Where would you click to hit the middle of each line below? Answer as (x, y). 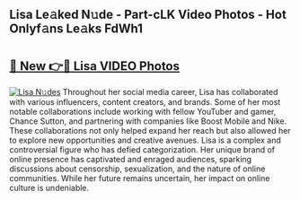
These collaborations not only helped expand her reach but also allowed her (150, 130)
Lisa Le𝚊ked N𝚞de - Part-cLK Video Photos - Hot (148, 15)
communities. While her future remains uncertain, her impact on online (140, 178)
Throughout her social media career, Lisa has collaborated (170, 92)
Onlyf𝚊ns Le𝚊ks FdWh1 (76, 29)
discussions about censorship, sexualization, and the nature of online (137, 169)
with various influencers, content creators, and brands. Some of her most (145, 102)
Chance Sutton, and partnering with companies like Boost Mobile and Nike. (148, 121)
